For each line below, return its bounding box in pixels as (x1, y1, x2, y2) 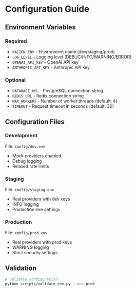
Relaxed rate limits (12, 163, 49, 169)
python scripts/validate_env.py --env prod (5, 282, 95, 287)
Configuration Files (5, 118, 65, 126)
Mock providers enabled (12, 153, 61, 159)
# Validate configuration (5, 277, 58, 282)
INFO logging (12, 201, 39, 207)
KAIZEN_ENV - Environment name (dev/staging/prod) (12, 48, 115, 54)
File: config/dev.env (5, 143, 45, 149)
